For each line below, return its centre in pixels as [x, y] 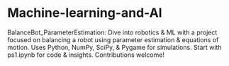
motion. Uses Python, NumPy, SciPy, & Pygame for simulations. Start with [114, 47]
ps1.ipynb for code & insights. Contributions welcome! [86, 55]
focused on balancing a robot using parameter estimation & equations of [113, 39]
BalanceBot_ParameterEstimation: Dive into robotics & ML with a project [112, 32]
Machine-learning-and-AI [85, 13]
